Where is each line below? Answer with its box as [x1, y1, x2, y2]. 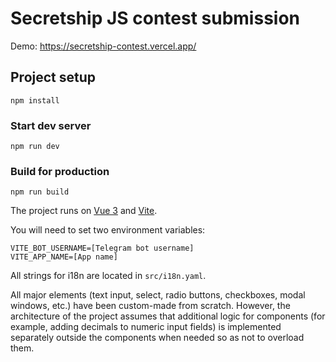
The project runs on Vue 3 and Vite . [10, 205, 158, 217]
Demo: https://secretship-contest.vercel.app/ [10, 40, 197, 52]
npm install [10, 95, 60, 106]
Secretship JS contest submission [10, 7, 301, 30]
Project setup [10, 69, 97, 86]
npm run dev [10, 142, 60, 152]
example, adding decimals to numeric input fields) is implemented [10, 321, 282, 333]
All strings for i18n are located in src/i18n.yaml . [10, 270, 207, 282]
